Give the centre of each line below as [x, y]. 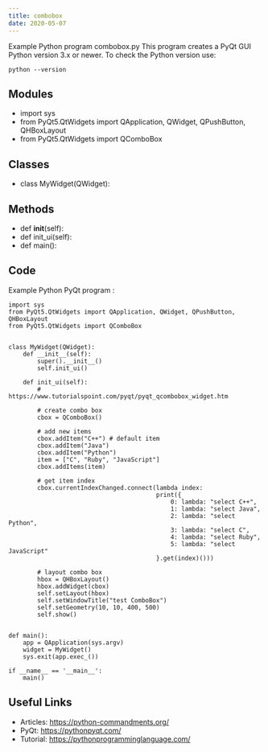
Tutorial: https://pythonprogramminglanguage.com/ [105, 739]
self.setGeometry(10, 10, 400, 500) [99, 607]
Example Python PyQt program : [62, 290]
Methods [31, 209]
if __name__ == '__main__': [56, 671]
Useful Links [40, 703]
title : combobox [35, 16]
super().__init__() [70, 361]
